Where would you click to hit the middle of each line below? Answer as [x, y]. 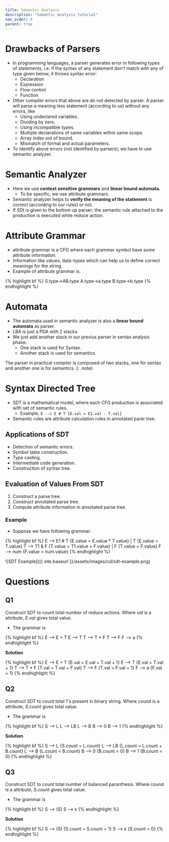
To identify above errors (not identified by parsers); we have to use [82, 149]
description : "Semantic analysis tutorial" [52, 15]
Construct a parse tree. [37, 496]
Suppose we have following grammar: [52, 531]
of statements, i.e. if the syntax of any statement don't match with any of [88, 68]
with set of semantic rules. [40, 408]
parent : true [19, 24]
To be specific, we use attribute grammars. [65, 194]
